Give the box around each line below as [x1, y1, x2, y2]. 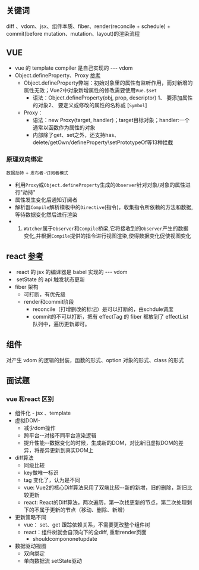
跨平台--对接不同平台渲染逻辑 [23, 432, 97, 439]
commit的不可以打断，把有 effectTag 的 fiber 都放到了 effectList [32, 313, 189, 320]
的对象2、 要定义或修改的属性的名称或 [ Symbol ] [32, 101, 147, 108]
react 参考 [6, 251, 43, 261]
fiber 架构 [14, 283, 39, 290]
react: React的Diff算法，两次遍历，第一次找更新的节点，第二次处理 [23, 499, 187, 506]
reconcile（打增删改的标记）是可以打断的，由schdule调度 [32, 306, 174, 313]
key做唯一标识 [23, 469, 59, 476]
